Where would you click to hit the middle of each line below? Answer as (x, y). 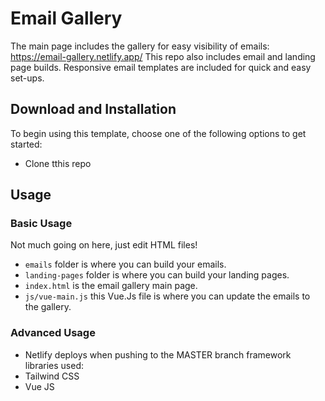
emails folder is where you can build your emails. (125, 264)
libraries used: (54, 365)
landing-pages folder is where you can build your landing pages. (157, 275)
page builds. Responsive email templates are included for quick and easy (161, 67)
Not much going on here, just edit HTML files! (104, 245)
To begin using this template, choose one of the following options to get (158, 133)
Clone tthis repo (58, 163)
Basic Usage (41, 224)
